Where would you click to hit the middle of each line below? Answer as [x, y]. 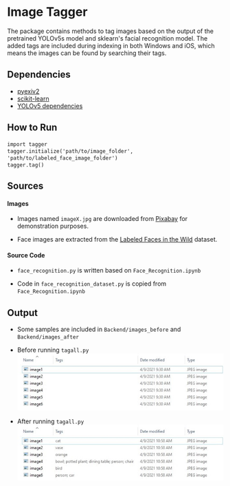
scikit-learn [33, 98]
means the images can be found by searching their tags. [87, 53]
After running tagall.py [50, 421]
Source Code [26, 255]
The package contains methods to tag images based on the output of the [111, 31]
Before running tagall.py [53, 350]
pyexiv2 [28, 91]
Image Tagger [47, 12]
